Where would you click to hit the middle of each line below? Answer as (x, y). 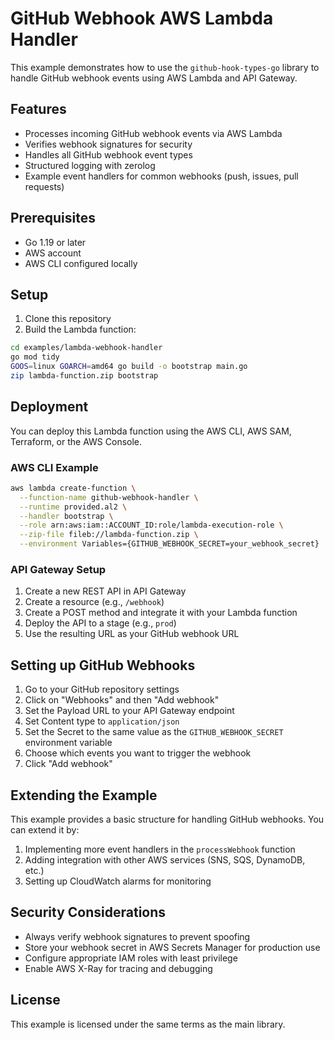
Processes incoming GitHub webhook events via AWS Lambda (153, 133)
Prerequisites (53, 218)
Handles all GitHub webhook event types (108, 154)
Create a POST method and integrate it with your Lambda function (161, 613)
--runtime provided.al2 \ (73, 507)
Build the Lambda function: (80, 329)
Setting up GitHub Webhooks (103, 665)
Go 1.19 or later (55, 242)
